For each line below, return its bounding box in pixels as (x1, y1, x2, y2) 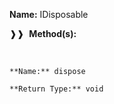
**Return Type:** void (9, 84, 104, 94)
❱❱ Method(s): (9, 28, 77, 39)
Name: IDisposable (9, 9, 89, 20)
